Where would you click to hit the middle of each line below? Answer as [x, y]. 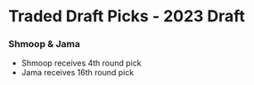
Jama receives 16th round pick [78, 73]
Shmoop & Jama [45, 44]
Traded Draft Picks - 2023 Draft [127, 16]
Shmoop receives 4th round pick [81, 63]
